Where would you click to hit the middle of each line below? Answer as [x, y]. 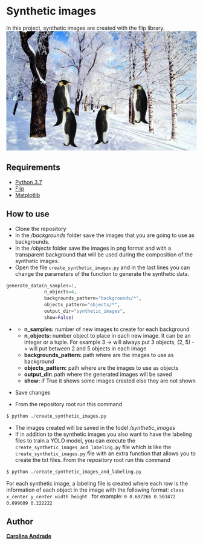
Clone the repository [40, 229]
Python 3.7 [28, 182]
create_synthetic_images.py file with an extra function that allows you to [105, 453]
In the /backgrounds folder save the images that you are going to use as [105, 235]
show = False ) [59, 317]
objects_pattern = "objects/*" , [82, 305]
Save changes [33, 392]
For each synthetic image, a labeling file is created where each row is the [97, 483]
